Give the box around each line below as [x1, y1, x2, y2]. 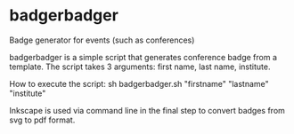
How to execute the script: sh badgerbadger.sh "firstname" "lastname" [9, 78, 269, 89]
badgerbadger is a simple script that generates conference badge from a [9, 51, 278, 62]
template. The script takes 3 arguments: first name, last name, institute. [9, 61, 271, 72]
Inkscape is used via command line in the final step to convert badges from [9, 105, 285, 115]
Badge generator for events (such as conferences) [9, 35, 195, 45]
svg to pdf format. [9, 114, 76, 125]
